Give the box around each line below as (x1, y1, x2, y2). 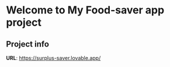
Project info (6, 39, 50, 49)
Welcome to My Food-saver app (6, 3, 165, 17)
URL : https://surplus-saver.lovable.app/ (6, 55, 101, 61)
